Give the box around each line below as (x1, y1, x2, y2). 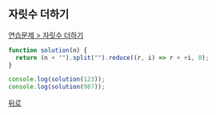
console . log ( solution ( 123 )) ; (8, 75, 106, 84)
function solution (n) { (8, 46, 88, 54)
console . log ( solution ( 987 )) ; (8, 83, 106, 91)
